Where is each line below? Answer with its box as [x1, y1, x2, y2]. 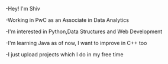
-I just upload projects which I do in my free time [5, 51, 124, 58]
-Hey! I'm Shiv [5, 5, 41, 12]
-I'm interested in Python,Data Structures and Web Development [5, 28, 163, 35]
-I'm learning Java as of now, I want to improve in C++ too [5, 40, 147, 46]
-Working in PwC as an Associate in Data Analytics [5, 17, 130, 23]
